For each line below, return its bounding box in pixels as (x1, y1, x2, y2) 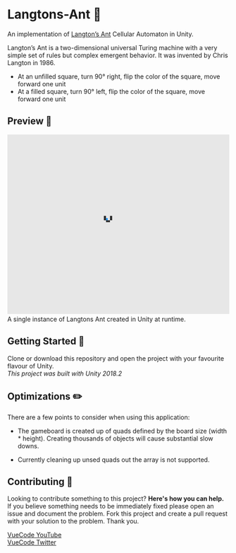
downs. (17, 441, 39, 450)
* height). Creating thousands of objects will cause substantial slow (17, 434, 213, 443)
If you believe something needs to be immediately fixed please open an (7, 502, 214, 511)
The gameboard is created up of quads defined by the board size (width (17, 426, 228, 435)
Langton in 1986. (7, 58, 56, 66)
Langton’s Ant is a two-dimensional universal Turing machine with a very (7, 43, 218, 52)
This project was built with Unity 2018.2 (7, 369, 122, 378)
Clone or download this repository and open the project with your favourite (7, 354, 224, 363)
